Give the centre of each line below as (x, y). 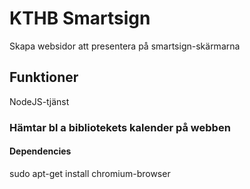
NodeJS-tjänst (39, 101)
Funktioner (44, 77)
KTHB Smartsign (80, 18)
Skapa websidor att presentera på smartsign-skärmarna (125, 46)
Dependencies (40, 151)
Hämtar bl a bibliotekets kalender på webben (120, 127)
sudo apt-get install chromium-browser (90, 173)
